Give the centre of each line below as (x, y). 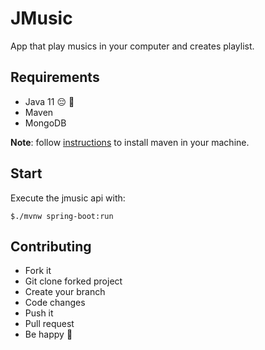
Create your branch (65, 292)
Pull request (49, 324)
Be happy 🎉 (48, 334)
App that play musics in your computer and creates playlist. (132, 46)
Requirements (55, 77)
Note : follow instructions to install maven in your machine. (130, 142)
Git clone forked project (73, 281)
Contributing (51, 246)
